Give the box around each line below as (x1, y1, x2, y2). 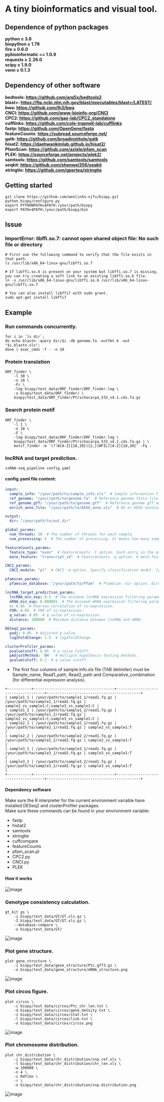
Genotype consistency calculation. (5, 898, 90, 905)
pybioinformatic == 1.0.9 (5, 51, 57, 57)
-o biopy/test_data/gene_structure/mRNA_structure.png (14, 967, 128, 972)
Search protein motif (5, 406, 55, 413)
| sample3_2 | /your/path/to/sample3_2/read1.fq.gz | (5, 759, 117, 764)
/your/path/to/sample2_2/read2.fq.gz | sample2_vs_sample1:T (5, 738, 132, 743)
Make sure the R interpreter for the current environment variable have (5, 797, 145, 803)
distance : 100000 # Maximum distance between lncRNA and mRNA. (9, 617, 143, 622)
